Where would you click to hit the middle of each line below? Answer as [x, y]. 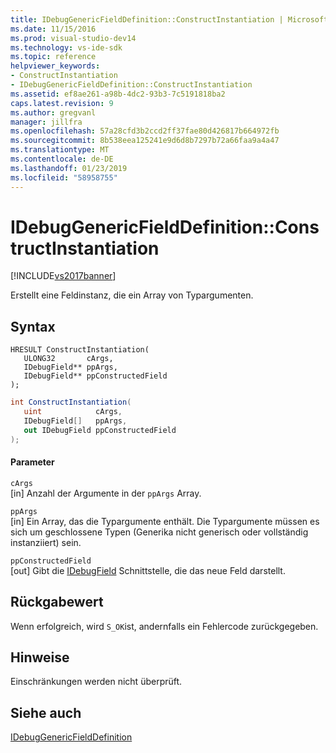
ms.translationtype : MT [60, 150]
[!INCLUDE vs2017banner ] [63, 276]
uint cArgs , [73, 412]
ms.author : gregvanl [53, 112]
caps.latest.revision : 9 [62, 103]
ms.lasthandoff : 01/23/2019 [69, 168]
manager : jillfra [46, 122]
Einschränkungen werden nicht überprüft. [96, 682]
